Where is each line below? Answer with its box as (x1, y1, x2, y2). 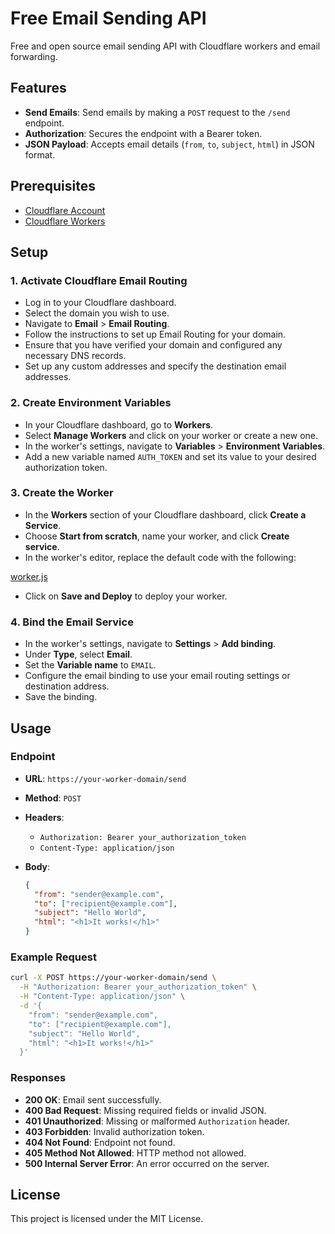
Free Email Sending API (10, 7, 207, 30)
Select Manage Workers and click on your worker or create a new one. (24, 429, 319, 441)
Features (10, 80, 67, 97)
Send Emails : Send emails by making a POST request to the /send (24, 106, 291, 118)
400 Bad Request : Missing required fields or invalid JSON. (24, 1104, 267, 1116)
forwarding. (10, 50, 58, 62)
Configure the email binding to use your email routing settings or (24, 670, 291, 682)
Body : (24, 860, 51, 872)
